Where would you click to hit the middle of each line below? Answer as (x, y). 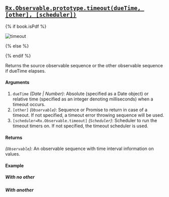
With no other (20, 177)
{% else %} (17, 46)
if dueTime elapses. (26, 71)
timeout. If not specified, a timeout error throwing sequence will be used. (88, 115)
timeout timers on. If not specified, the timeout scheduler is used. (80, 126)
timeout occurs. (29, 105)
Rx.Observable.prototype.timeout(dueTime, (73, 8)
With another (19, 190)
